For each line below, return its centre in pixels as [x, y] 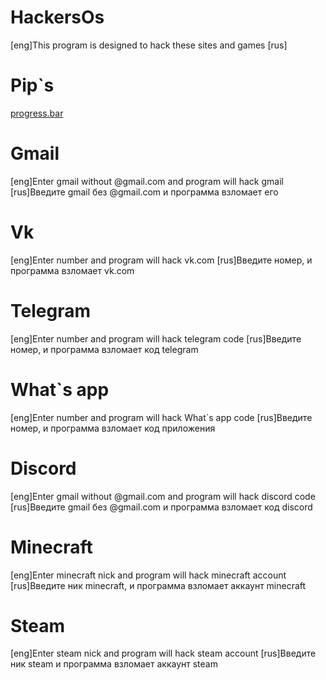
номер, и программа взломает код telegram [104, 349]
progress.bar [37, 113]
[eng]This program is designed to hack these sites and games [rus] [149, 45]
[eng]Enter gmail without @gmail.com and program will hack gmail [147, 181]
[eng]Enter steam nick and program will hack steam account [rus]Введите [163, 653]
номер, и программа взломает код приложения [113, 428]
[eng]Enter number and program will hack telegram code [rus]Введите [156, 338]
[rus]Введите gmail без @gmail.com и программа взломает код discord [161, 507]
